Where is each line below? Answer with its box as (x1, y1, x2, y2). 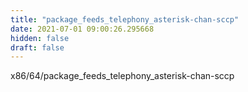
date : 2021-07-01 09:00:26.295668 (10, 24, 155, 34)
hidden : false (10, 33, 70, 43)
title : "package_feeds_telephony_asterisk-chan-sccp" (10, 14, 240, 25)
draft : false (10, 42, 65, 53)
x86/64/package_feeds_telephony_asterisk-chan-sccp (10, 70, 235, 82)
